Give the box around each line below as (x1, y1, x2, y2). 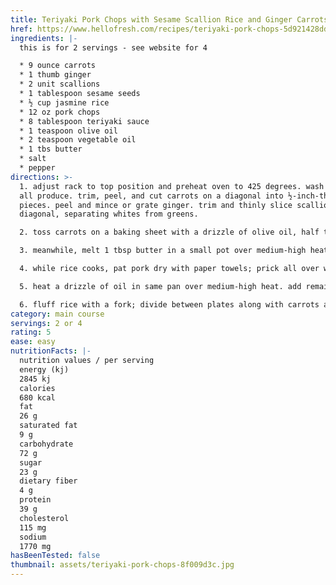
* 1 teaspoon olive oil (19, 126, 118, 136)
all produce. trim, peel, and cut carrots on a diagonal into (19, 191, 284, 201)
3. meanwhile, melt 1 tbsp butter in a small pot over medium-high (19, 246, 307, 256)
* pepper (19, 163, 56, 173)
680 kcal (19, 392, 56, 403)
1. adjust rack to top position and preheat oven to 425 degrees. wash (19, 181, 325, 191)
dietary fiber (19, 476, 78, 486)
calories (19, 383, 56, 393)
